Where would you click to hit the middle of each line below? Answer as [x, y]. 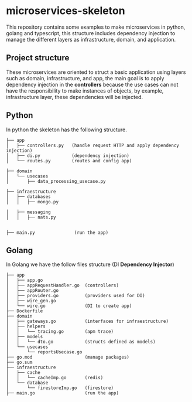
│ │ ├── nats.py [31, 217]
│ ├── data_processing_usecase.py [56, 181]
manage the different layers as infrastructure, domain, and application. [91, 39]
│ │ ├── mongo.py [32, 202]
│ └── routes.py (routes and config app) [69, 161]
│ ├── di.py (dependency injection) [68, 156]
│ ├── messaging [28, 212]
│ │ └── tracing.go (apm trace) [60, 332]
